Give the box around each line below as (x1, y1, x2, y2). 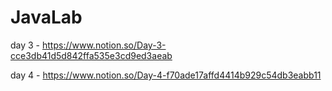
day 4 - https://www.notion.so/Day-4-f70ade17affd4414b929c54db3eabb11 (10, 69, 322, 81)
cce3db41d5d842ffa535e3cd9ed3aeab (10, 49, 173, 61)
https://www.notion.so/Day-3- (42, 39, 167, 51)
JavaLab (10, 6, 83, 29)
